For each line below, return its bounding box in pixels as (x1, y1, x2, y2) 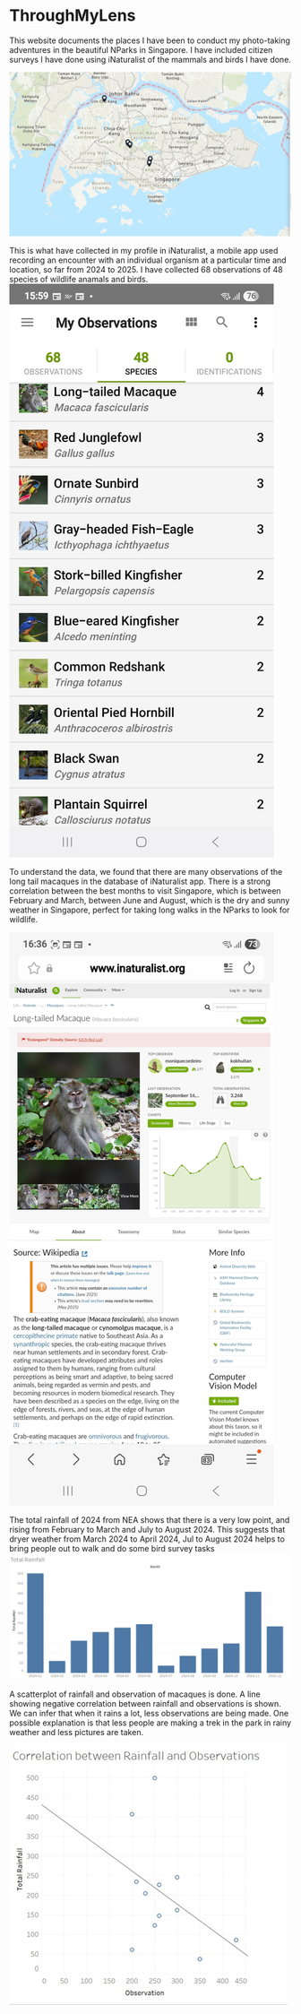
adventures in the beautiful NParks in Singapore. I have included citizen (9, 44, 273, 55)
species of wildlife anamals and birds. (9, 273, 149, 284)
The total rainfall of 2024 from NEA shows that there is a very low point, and (9, 1514, 290, 1525)
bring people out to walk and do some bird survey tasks (9, 1543, 215, 1553)
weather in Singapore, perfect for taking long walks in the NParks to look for (9, 904, 290, 915)
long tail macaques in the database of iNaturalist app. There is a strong (9, 876, 271, 886)
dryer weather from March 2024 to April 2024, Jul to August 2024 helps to (9, 1534, 285, 1544)
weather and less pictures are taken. (9, 1726, 144, 1737)
